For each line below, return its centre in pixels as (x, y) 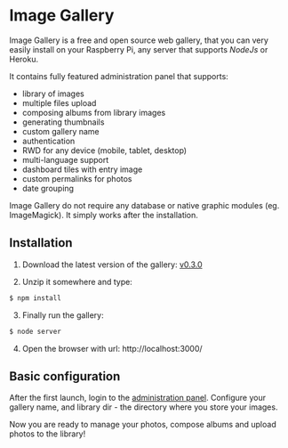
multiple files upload (59, 102)
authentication (48, 141)
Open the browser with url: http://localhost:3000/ (112, 348)
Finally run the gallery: (63, 315)
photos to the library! (48, 434)
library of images (53, 94)
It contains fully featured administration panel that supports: (119, 76)
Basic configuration (65, 376)
